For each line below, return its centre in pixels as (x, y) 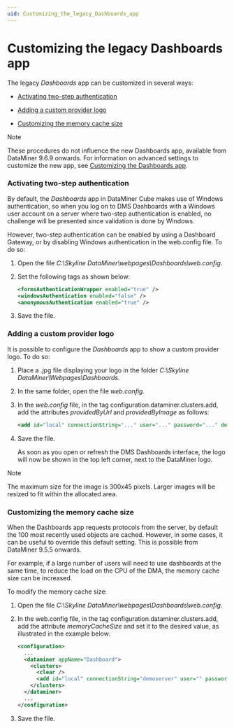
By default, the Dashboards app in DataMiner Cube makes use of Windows (115, 198)
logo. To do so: (29, 356)
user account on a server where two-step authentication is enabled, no (109, 213)
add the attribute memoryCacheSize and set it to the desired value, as (118, 626)
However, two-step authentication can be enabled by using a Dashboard (111, 234)
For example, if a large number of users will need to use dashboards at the (114, 563)
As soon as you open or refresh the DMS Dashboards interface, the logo (121, 451)
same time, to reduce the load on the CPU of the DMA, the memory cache (114, 570)
